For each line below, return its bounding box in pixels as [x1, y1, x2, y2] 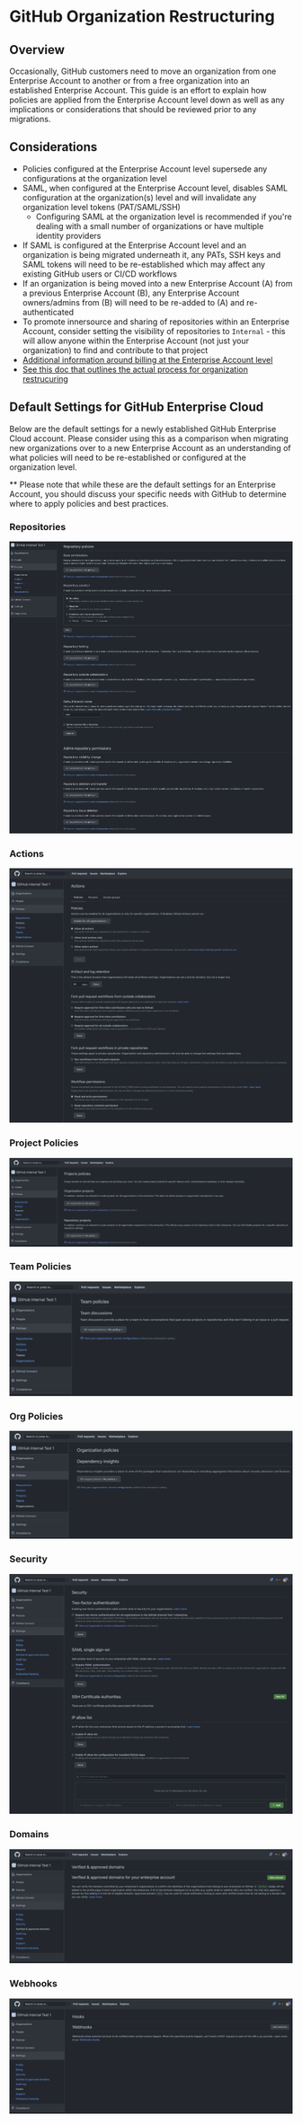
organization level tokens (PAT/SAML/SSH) [22, 201, 182, 212]
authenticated [22, 306, 75, 317]
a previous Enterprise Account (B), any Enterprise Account [22, 287, 240, 298]
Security [9, 1552, 48, 1565]
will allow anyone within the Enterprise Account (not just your [22, 335, 250, 346]
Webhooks [9, 1977, 58, 1990]
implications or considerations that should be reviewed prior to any [9, 104, 257, 114]
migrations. [9, 114, 51, 124]
